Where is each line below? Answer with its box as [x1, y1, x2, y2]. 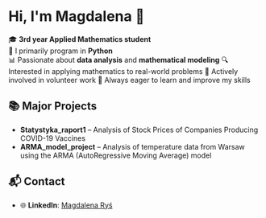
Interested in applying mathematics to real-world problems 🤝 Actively [8, 66, 239, 76]
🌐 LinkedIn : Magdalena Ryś [19, 200, 113, 210]
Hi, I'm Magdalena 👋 [8, 7, 145, 26]
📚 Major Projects [8, 100, 98, 113]
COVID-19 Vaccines [19, 133, 86, 143]
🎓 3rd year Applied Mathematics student [8, 34, 152, 43]
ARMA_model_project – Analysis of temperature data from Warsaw [19, 142, 246, 151]
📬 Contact [8, 175, 65, 188]
